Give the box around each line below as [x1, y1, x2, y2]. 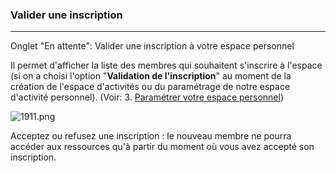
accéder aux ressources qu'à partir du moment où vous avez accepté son [10, 141, 315, 153]
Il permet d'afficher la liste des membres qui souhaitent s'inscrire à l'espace [10, 59, 323, 72]
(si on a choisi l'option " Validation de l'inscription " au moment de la [10, 70, 292, 82]
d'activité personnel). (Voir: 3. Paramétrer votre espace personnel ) [10, 91, 285, 103]
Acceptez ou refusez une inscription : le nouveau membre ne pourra [10, 130, 292, 142]
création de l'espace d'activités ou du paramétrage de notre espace [10, 81, 291, 93]
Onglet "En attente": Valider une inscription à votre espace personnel [10, 40, 295, 52]
